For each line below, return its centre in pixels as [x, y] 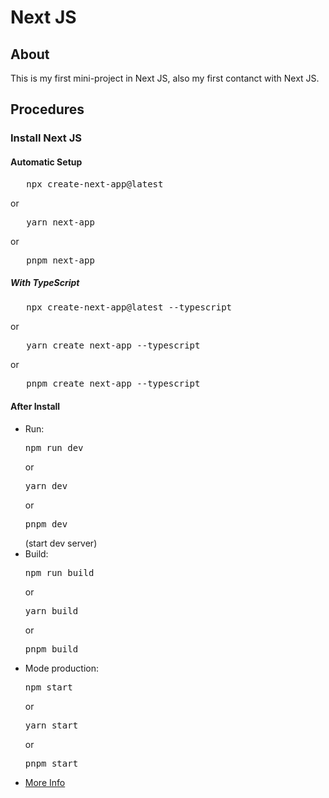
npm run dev [54, 447]
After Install [35, 407]
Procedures [47, 109]
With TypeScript [45, 283]
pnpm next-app [60, 260]
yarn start [51, 725]
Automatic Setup [46, 162]
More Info [45, 782]
